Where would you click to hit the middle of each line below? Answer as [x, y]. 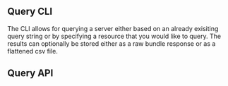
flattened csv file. [32, 51]
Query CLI [30, 12]
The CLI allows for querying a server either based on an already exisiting [113, 28]
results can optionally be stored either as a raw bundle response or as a [112, 43]
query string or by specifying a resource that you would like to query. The [114, 36]
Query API [30, 73]
